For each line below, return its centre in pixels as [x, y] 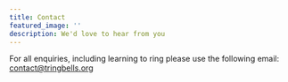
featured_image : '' [45, 26]
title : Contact [37, 17]
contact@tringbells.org [51, 68]
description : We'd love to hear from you [87, 34]
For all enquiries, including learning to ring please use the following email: [144, 59]
